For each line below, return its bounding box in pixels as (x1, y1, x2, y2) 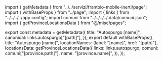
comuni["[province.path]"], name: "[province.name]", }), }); (5, 50, 125, 56)
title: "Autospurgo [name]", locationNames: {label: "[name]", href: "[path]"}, (5, 40, 158, 46)
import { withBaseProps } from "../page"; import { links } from (5, 9, 129, 15)
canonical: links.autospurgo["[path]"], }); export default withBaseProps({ (5, 34, 153, 40)
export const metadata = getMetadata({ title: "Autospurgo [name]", (5, 30, 141, 35)
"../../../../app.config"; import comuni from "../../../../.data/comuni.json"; (5, 15, 148, 20)
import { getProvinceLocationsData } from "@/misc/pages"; (5, 20, 126, 26)
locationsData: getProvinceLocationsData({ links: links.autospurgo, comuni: (5, 45, 159, 51)
